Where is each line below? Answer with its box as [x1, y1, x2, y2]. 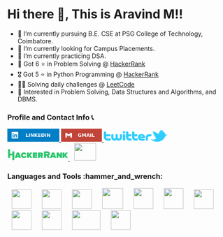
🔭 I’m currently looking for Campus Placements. [17, 44, 155, 52]
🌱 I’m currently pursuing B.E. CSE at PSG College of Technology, [17, 29, 203, 38]
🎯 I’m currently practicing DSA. [17, 52, 106, 60]
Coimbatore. [17, 36, 54, 45]
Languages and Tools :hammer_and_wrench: [7, 171, 163, 181]
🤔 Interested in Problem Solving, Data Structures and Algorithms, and [17, 87, 217, 96]
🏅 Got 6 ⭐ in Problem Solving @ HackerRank [17, 59, 145, 68]
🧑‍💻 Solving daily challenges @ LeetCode [17, 80, 135, 88]
